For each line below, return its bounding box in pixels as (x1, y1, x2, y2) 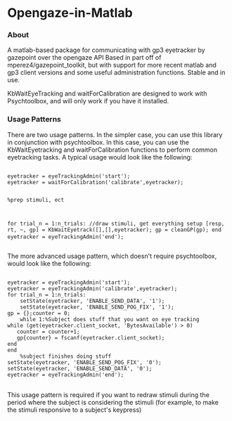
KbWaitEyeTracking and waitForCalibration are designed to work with (7, 89, 207, 98)
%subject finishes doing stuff (20, 353, 112, 360)
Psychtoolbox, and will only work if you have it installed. (7, 97, 169, 105)
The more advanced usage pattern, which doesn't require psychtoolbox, (7, 252, 217, 260)
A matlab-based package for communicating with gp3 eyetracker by (7, 46, 205, 54)
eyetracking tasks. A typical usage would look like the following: (7, 153, 193, 161)
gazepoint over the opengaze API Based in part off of (7, 53, 162, 62)
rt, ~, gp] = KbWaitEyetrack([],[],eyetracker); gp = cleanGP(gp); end (7, 226, 221, 233)
